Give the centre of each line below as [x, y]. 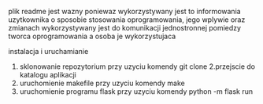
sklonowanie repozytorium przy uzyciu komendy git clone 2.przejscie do [137, 66]
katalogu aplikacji [48, 75]
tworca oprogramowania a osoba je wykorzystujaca [92, 36]
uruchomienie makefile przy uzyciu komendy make [102, 83]
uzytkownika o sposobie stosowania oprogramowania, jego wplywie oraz [127, 20]
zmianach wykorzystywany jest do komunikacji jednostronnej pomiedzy [125, 28]
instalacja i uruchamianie [48, 51]
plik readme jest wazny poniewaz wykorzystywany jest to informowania [125, 11]
